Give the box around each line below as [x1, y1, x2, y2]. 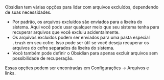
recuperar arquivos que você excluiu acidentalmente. [12, 29, 120, 35]
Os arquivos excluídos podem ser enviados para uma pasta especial [12, 34, 150, 40]
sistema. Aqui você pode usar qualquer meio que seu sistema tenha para [12, 24, 160, 30]
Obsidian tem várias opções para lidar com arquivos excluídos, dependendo [5, 4, 159, 10]
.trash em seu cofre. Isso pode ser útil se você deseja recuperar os [12, 40, 149, 46]
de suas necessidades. [5, 9, 51, 15]
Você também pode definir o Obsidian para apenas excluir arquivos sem [12, 50, 158, 56]
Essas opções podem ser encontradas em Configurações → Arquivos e [5, 65, 149, 71]
